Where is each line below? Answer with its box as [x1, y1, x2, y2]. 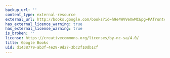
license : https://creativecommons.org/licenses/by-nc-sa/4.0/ [5, 36, 139, 41]
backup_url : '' [5, 7, 37, 13]
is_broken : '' [5, 31, 35, 36]
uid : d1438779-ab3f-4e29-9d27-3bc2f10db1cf [5, 45, 99, 50]
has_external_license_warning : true [5, 26, 82, 31]
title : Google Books [5, 40, 49, 45]
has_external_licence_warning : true [5, 21, 82, 27]
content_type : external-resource [5, 12, 76, 17]
